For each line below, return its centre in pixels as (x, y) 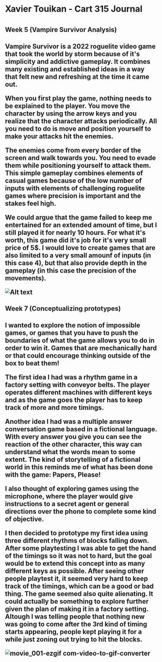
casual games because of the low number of (73, 181)
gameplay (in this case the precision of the (71, 270)
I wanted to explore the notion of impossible (73, 325)
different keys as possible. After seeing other (75, 571)
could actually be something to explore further (77, 601)
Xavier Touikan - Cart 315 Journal (74, 9)
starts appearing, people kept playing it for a (73, 632)
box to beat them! (32, 363)
